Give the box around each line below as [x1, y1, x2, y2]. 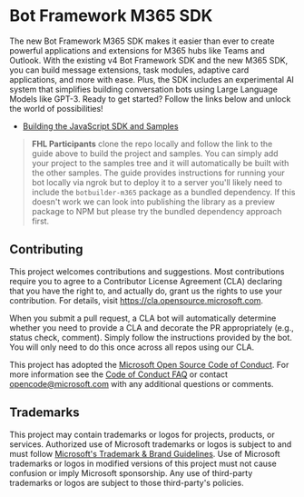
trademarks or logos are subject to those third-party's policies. [9, 477, 244, 488]
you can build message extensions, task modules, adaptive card [9, 65, 250, 75]
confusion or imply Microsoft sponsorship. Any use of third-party [9, 467, 253, 478]
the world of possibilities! [9, 103, 103, 114]
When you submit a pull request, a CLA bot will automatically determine [9, 313, 277, 323]
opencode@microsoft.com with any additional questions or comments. [9, 378, 274, 389]
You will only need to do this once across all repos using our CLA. [9, 342, 255, 353]
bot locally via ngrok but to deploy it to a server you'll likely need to [31, 176, 283, 187]
